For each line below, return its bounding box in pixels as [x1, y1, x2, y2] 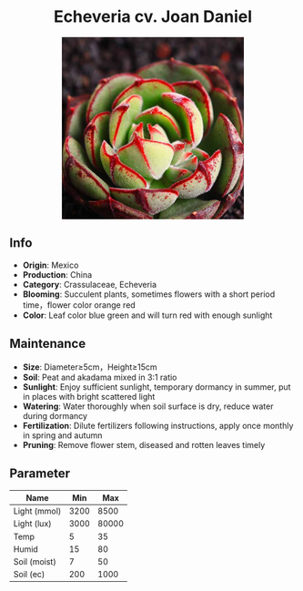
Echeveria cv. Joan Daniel [53, 6, 253, 27]
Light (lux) [13, 518, 52, 529]
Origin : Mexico [22, 260, 79, 270]
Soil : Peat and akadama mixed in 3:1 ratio [22, 372, 177, 382]
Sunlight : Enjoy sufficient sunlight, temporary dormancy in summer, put [22, 381, 291, 392]
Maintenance [9, 336, 86, 352]
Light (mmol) [13, 505, 62, 516]
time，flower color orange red [22, 299, 136, 311]
